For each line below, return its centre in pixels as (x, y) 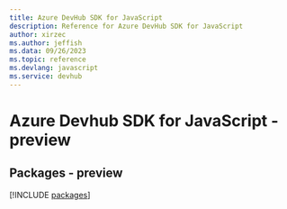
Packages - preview (66, 173)
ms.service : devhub (46, 77)
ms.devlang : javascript (54, 68)
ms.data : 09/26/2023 (48, 51)
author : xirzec (38, 34)
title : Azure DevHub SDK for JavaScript (86, 18)
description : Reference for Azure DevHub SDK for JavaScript (126, 26)
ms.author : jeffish (46, 43)
